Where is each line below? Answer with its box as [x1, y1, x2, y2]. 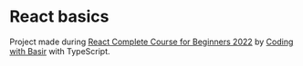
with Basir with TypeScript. [9, 45, 111, 56]
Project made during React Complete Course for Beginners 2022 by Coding [9, 36, 294, 47]
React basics [9, 6, 110, 27]
